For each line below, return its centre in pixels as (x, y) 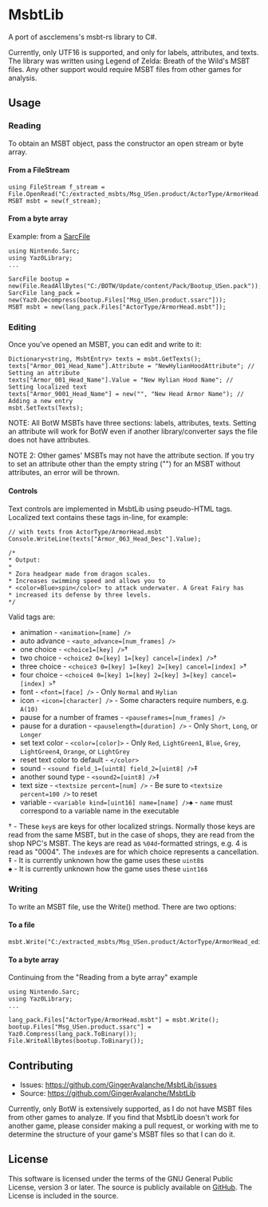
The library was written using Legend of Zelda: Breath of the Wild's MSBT (129, 61)
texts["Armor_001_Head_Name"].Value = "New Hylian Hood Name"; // (121, 380)
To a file (22, 925)
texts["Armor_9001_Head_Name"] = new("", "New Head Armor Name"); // (126, 394)
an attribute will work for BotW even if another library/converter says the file (133, 432)
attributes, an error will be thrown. (64, 473)
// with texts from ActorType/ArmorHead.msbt (85, 532)
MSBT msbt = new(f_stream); (55, 201)
